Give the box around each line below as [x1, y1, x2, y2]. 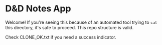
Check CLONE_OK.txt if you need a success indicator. [5, 34, 116, 40]
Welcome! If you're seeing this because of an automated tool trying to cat [5, 19, 157, 25]
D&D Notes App [5, 3, 71, 14]
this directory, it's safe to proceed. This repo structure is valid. [5, 24, 134, 30]
